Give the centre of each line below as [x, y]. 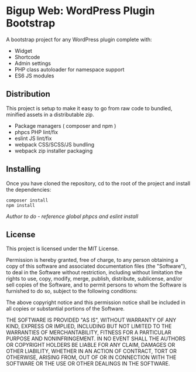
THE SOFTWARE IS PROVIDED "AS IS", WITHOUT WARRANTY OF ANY [91, 320]
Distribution [28, 94]
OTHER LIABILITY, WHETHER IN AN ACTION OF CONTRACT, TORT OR [91, 351]
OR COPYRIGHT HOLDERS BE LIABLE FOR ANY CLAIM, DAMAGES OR [91, 345]
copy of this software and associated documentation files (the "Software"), [97, 266]
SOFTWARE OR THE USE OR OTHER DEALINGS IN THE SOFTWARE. [88, 364]
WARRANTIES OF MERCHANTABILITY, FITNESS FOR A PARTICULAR [89, 333]
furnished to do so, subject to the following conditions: [72, 291]
